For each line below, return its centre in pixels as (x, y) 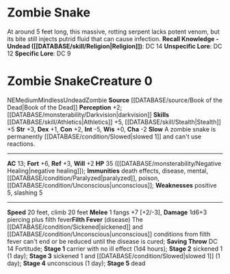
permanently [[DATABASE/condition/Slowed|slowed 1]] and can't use (104, 136)
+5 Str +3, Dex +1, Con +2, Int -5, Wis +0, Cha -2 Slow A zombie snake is (112, 129)
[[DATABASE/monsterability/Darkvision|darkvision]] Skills (88, 114)
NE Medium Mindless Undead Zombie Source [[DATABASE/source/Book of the (115, 100)
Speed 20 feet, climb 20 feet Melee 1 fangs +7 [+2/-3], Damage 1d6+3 (107, 212)
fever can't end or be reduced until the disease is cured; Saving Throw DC (112, 241)
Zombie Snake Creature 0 (80, 81)
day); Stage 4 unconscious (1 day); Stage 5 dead (76, 263)
